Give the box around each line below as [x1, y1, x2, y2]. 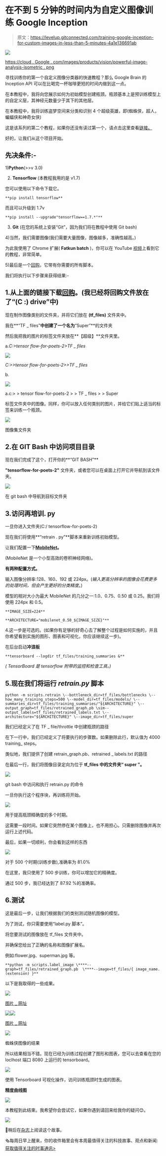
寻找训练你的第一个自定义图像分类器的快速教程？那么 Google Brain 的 [5, 74, 147, 80]
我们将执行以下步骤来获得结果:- [5, 272, 69, 278]
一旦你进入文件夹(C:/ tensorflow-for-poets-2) [5, 524, 98, 530]
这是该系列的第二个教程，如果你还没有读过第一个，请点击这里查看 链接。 [5, 125, 152, 131]
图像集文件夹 [5, 427, 31, 433]
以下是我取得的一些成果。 [5, 980, 57, 986]
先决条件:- [5, 151, 37, 159]
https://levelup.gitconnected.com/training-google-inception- [30, 34, 154, 40]
